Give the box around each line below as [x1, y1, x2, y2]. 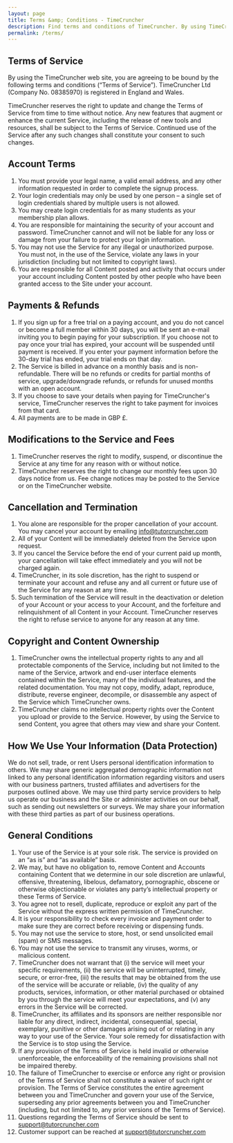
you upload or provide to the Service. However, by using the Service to [17, 713, 220, 721]
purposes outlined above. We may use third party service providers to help [8, 787, 221, 796]
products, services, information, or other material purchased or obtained [17, 987, 224, 996]
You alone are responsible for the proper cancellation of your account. [17, 520, 218, 528]
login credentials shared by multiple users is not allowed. [17, 199, 180, 207]
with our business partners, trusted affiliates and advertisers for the [8, 780, 201, 789]
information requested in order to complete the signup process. [17, 184, 199, 192]
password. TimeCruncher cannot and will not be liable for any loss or [17, 228, 215, 236]
